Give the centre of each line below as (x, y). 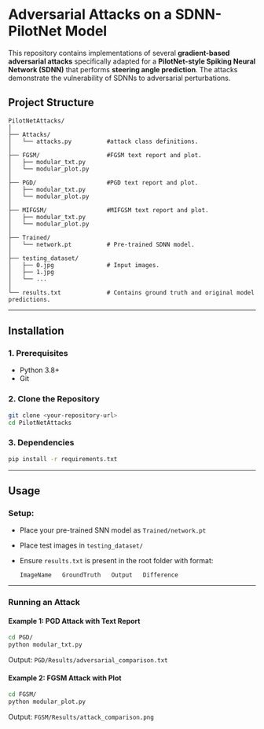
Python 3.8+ (40, 370)
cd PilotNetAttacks (40, 423)
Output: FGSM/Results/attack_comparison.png (81, 717)
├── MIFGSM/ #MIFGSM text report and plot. (109, 210)
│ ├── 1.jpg (31, 272)
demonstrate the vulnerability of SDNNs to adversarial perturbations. (119, 78)
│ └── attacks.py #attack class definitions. (103, 141)
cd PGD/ (21, 638)
